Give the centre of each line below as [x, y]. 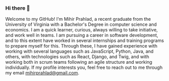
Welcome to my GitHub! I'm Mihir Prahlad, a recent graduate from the [78, 19]
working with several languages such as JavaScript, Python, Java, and [80, 51]
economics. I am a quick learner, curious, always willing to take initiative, [82, 30]
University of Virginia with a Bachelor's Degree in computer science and [81, 24]
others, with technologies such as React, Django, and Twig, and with [77, 57]
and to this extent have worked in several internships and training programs [85, 40]
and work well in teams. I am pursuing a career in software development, [82, 35]
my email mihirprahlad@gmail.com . [42, 73]
